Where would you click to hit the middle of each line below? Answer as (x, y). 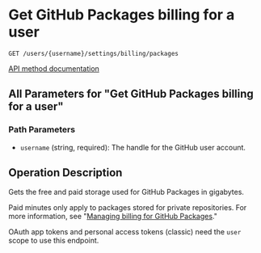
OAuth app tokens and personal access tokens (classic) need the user (125, 232)
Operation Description (65, 173)
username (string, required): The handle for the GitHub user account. (133, 147)
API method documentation (54, 68)
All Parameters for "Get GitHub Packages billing (131, 94)
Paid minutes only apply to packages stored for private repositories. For (128, 208)
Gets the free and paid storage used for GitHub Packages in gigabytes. (126, 192)
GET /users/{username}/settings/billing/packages (94, 53)
